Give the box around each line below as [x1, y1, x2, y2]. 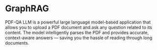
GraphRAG [5, 3, 49, 14]
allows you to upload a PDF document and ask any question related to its [5, 24, 152, 30]
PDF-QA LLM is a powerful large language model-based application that [5, 19, 151, 25]
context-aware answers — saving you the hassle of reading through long [5, 35, 153, 41]
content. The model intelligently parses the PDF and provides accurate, [5, 29, 149, 35]
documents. [5, 40, 29, 46]
